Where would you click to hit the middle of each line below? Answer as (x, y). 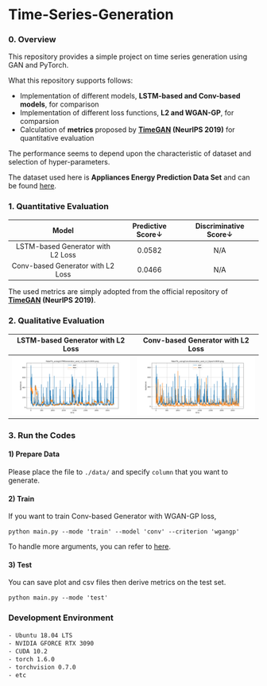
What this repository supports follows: (71, 80)
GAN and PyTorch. (39, 65)
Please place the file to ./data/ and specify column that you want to (118, 471)
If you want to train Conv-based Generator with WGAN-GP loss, (112, 516)
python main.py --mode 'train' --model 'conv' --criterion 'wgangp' (124, 532)
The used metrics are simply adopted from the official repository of (118, 292)
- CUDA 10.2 (28, 651)
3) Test (20, 564)
